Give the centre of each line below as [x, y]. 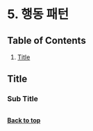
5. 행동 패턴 [38, 14]
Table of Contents [47, 40]
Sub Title [23, 99]
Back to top [24, 120]
